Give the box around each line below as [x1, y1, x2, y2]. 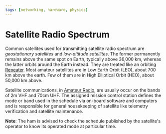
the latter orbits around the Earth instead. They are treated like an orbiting [5, 61, 157, 67]
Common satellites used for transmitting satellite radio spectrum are [5, 45, 145, 51]
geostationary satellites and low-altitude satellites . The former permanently [5, 50, 161, 56]
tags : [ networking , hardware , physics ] [5, 7, 88, 12]
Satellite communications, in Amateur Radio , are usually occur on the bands [5, 87, 161, 93]
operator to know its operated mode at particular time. [5, 123, 117, 129]
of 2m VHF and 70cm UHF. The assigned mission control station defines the [5, 92, 162, 98]
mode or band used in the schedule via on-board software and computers [5, 97, 158, 103]
